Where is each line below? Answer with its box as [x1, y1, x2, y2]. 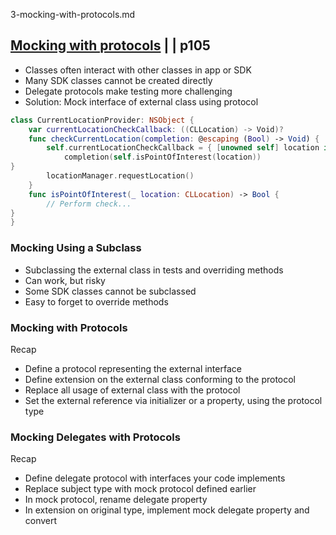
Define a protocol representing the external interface [24, 362, 242, 374]
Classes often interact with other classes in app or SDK [24, 64, 252, 76]
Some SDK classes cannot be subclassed [24, 285, 197, 297]
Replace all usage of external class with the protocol [24, 384, 241, 396]
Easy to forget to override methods [24, 295, 169, 308]
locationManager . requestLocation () [46, 171, 195, 181]
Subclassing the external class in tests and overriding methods [24, 264, 284, 276]
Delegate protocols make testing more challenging [24, 85, 233, 97]
